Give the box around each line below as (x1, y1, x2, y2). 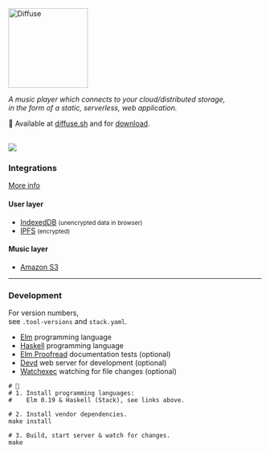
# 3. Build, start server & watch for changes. (8, 431, 171, 439)
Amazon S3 (19, 262, 59, 272)
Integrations (8, 162, 58, 173)
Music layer (8, 244, 48, 254)
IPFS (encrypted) (19, 226, 71, 235)
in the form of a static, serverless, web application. (8, 103, 178, 112)
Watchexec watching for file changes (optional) (19, 367, 177, 376)
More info (8, 181, 41, 190)
